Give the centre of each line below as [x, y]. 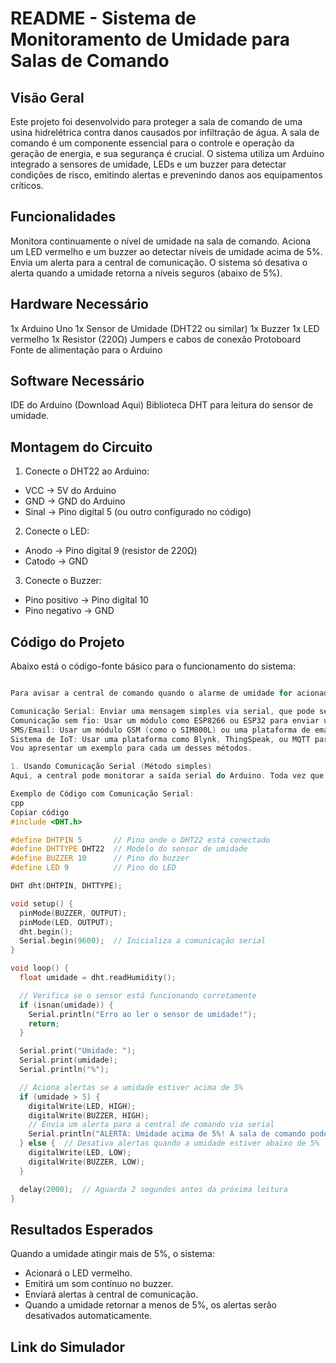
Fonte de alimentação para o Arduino [86, 349]
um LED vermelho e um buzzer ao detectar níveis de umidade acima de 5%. [166, 251]
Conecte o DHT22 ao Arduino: [87, 471]
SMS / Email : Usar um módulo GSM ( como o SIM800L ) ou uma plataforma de [160, 730]
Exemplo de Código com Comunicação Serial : [102, 794]
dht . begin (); [46, 932]
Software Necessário [77, 381]
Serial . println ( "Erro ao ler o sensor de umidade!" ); [142, 1014]
